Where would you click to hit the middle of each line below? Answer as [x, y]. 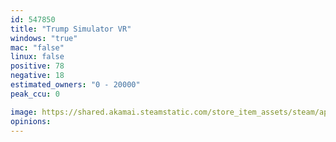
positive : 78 [37, 66]
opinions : [31, 121]
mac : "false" [37, 47]
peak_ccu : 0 [35, 94]
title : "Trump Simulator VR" [71, 29]
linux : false [37, 57]
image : [24, 112]
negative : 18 [37, 76]
